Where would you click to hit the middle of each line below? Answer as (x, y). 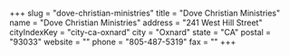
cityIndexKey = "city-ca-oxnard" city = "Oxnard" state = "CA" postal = (140, 32)
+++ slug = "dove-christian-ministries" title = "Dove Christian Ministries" (145, 13)
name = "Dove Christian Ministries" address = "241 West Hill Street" (136, 23)
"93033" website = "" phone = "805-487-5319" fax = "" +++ (123, 42)
